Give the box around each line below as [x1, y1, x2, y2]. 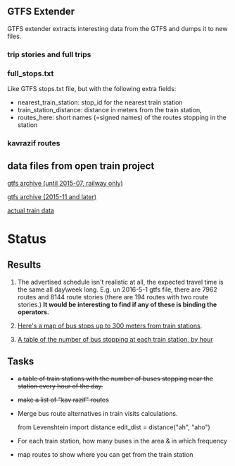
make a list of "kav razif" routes [17, 395, 109, 404]
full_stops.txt [7, 68, 54, 78]
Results [7, 259, 42, 271]
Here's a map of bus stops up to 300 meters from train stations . [17, 321, 203, 330]
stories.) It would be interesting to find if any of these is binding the [17, 300, 217, 309]
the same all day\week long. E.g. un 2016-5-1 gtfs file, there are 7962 [17, 285, 217, 294]
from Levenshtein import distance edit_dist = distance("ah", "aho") [17, 423, 211, 431]
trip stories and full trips [7, 49, 91, 59]
